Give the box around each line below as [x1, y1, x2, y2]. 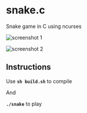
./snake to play [6, 100, 42, 107]
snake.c [6, 3, 45, 17]
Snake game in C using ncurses [6, 23, 82, 30]
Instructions [6, 62, 51, 72]
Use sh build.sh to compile [6, 77, 72, 84]
